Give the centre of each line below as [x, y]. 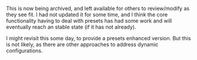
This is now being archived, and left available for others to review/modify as [98, 8]
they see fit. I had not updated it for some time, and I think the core [87, 15]
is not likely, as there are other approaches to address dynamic [82, 44]
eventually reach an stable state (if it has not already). [71, 27]
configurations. [24, 51]
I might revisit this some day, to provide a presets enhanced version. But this [98, 38]
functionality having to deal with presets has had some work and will [89, 21]
